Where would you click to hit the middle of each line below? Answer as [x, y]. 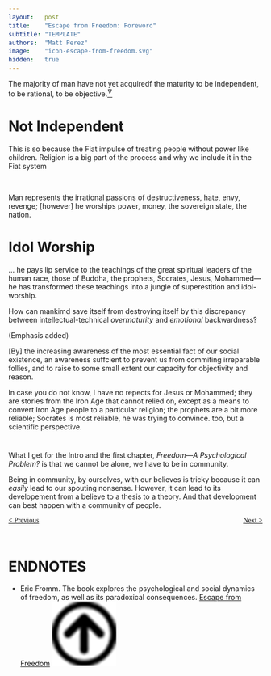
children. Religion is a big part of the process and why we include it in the [130, 157]
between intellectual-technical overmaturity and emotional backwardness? [133, 319]
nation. [20, 214]
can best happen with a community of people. [85, 505]
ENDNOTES [48, 566]
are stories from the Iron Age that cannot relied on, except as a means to [129, 401]
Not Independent [66, 126]
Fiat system [27, 166]
